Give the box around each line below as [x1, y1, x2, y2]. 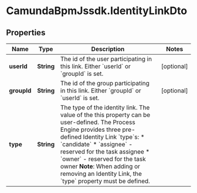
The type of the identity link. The [60, 104, 150, 111]
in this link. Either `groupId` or [60, 86, 142, 95]
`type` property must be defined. [60, 177, 151, 185]
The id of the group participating [60, 79, 150, 87]
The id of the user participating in [60, 55, 152, 63]
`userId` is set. [60, 94, 100, 102]
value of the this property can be [60, 111, 151, 119]
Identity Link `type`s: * [83, 133, 145, 141]
